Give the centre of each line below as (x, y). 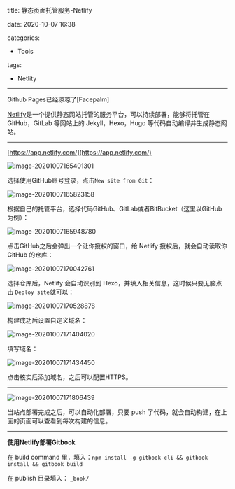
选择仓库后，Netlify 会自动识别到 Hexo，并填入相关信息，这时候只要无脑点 (115, 283)
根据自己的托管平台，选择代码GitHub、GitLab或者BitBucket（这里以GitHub (115, 209)
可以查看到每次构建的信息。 (71, 421)
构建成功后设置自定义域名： (47, 320)
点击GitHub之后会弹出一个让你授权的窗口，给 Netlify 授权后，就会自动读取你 (117, 246)
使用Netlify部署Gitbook (41, 442)
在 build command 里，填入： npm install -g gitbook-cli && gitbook (108, 457)
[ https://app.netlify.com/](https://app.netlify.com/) (79, 152)
